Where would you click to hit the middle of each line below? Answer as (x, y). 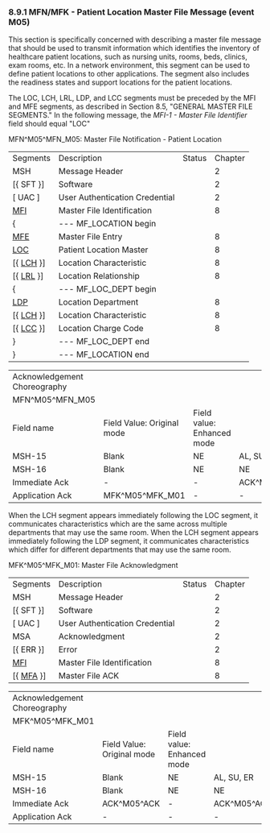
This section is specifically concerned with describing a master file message (135, 39)
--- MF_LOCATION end (104, 354)
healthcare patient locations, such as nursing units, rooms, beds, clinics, (128, 57)
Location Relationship (99, 276)
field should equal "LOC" (49, 124)
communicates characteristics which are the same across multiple (118, 524)
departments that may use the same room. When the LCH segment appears (133, 533)
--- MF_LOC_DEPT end (104, 342)
